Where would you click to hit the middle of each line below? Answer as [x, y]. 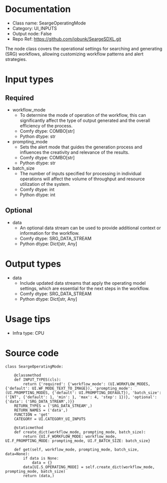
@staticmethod [29, 428]
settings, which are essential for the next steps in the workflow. [85, 288]
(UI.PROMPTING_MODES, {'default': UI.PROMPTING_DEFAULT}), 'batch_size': [83, 393]
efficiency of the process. [46, 125]
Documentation [38, 9]
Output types [33, 264]
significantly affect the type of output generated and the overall [85, 120]
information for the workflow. [50, 233]
